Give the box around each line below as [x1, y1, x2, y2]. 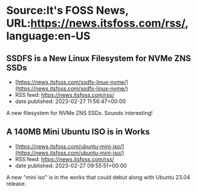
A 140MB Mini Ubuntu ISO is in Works [6, 127, 150, 137]
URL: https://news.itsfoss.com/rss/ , [6, 16, 189, 30]
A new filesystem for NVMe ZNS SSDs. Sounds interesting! [6, 110, 153, 116]
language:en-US [6, 29, 91, 43]
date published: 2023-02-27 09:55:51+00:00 [15, 162, 127, 169]
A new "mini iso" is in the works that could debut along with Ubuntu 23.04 [6, 173, 190, 181]
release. [6, 180, 27, 187]
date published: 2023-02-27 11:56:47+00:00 [15, 98, 126, 105]
